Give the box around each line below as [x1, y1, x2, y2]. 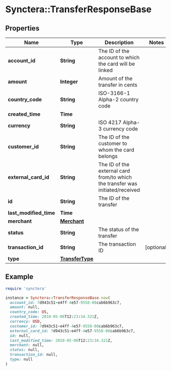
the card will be [98, 60, 135, 67]
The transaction [98, 241, 136, 248]
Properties [5, 24, 40, 33]
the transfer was [98, 180, 137, 187]
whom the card [98, 146, 135, 153]
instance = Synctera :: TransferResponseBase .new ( [5, 295, 110, 300]
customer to [98, 140, 127, 147]
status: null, [10, 348, 40, 353]
